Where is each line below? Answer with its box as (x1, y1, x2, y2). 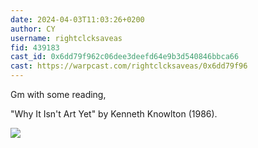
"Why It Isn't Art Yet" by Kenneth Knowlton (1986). (10, 108, 218, 120)
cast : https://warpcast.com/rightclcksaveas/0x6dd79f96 (10, 61, 248, 71)
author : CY (10, 24, 56, 34)
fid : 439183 (10, 42, 60, 53)
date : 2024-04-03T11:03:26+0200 (10, 14, 145, 25)
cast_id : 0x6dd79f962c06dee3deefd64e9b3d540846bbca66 (10, 52, 240, 62)
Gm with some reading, (10, 89, 107, 100)
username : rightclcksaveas (10, 33, 123, 43)
